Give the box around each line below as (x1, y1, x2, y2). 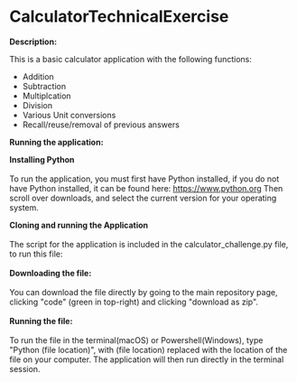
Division (22, 99, 52, 110)
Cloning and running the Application (9, 219, 149, 230)
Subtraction (22, 80, 66, 91)
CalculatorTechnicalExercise (9, 6, 229, 27)
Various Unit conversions (22, 109, 116, 120)
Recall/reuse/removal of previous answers (22, 119, 181, 130)
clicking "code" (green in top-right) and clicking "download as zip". (9, 296, 259, 307)
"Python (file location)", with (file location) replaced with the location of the (9, 344, 288, 355)
